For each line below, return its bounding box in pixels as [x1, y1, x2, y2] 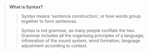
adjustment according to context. [21, 43, 88, 48]
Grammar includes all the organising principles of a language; [21, 33, 144, 38]
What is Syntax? [9, 4, 43, 10]
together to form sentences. [21, 19, 78, 24]
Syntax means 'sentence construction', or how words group [21, 13, 141, 19]
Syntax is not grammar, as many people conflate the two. [21, 28, 135, 33]
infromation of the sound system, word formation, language [21, 38, 140, 43]
